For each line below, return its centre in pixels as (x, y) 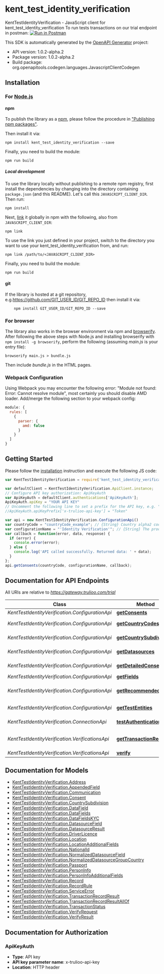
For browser (20, 321)
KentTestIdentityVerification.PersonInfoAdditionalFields (68, 875)
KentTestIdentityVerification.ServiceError (53, 891)
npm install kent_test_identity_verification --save (60, 143)
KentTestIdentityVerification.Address (49, 782)
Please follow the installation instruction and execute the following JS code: (81, 471)
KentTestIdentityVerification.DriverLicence (55, 834)
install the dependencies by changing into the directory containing (72, 189)
